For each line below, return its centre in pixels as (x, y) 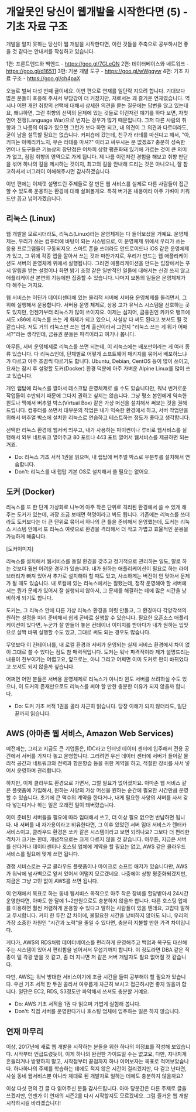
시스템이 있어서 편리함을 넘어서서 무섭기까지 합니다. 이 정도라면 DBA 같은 (100, 950)
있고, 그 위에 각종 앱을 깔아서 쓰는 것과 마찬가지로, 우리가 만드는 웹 (87, 256)
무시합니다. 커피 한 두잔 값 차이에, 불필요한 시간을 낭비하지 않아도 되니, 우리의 (100, 915)
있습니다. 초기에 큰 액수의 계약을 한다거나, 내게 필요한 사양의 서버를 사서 (100, 798)
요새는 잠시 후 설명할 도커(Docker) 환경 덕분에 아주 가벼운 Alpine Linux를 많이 (95, 368)
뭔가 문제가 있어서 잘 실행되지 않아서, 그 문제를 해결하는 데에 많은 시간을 (99, 590)
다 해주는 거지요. (25, 285)
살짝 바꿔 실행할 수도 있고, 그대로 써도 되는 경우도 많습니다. (84, 632)
